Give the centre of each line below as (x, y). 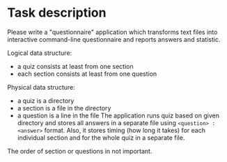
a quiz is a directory (46, 100)
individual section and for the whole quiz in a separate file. (101, 138)
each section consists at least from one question (87, 74)
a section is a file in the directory (64, 108)
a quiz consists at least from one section (75, 66)
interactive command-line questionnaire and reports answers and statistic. (114, 39)
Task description (57, 13)
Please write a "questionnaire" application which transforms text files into (112, 32)
